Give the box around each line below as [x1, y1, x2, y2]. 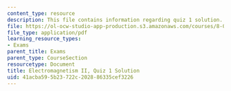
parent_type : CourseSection [7, 55, 88, 62]
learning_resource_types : [7, 36, 81, 42]
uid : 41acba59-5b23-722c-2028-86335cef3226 [7, 73, 134, 81]
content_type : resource [7, 10, 76, 17]
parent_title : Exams [7, 49, 67, 55]
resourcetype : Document [7, 61, 76, 68]
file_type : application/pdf [7, 29, 88, 36]
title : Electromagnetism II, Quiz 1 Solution [7, 67, 140, 74]
